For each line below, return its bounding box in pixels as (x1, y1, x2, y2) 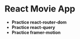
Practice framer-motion (11, 29, 61, 35)
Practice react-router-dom (11, 19, 67, 25)
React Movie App (4, 3, 76, 14)
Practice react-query (11, 24, 56, 30)
